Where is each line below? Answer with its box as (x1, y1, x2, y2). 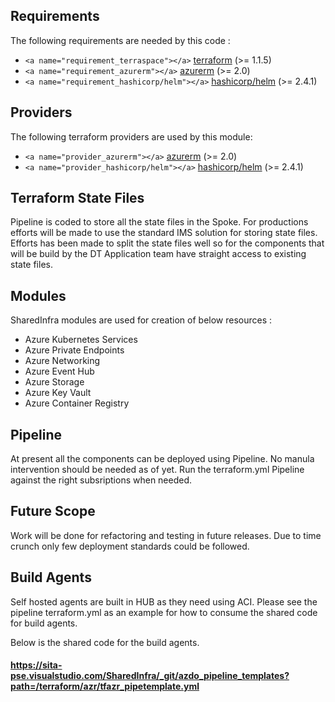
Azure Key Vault (24, 387, 92, 399)
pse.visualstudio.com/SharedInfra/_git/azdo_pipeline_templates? (10, 670, 290, 682)
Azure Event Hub (24, 365, 95, 378)
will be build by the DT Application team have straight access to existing (10, 248, 307, 260)
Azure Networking (24, 355, 101, 367)
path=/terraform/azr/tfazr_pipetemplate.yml (10, 680, 200, 693)
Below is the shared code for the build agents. (10, 636, 200, 648)
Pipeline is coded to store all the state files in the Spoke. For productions (10, 216, 309, 228)
